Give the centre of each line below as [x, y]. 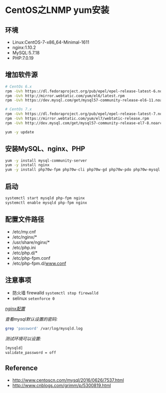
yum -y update [20, 132]
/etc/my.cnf [24, 231]
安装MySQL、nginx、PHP [45, 149]
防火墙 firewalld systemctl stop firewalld [55, 293]
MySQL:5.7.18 [26, 53]
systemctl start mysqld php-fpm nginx [45, 198]
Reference [21, 368]
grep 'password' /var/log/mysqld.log [44, 329]
